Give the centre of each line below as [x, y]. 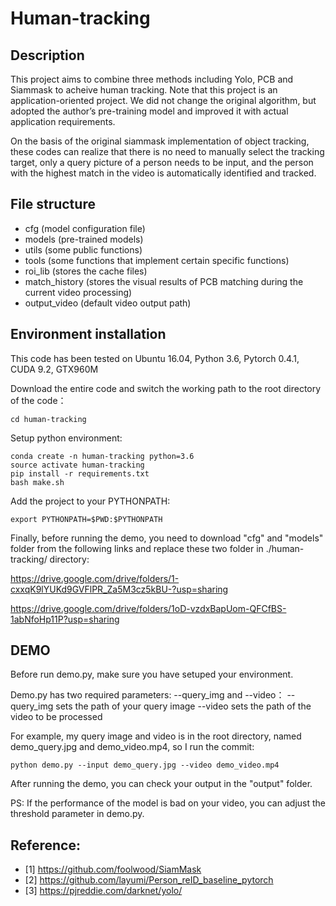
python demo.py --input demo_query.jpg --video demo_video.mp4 [145, 765]
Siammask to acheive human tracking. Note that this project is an [144, 90]
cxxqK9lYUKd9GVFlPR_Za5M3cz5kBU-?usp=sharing [119, 589]
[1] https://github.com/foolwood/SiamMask [113, 869]
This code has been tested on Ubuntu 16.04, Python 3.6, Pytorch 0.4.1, [155, 358]
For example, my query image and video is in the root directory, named [156, 736]
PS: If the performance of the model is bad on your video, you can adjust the [168, 803]
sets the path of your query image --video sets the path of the [183, 706]
